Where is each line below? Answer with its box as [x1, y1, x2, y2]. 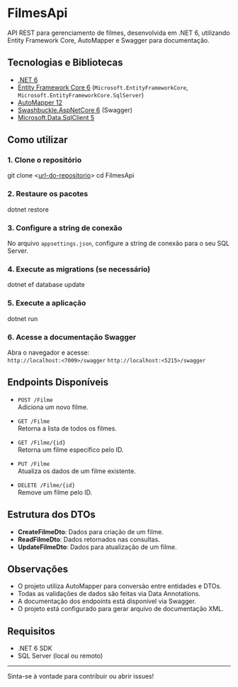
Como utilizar [7, 134, 69, 146]
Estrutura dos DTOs [7, 509, 96, 521]
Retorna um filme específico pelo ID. [17, 445, 124, 454]
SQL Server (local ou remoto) [17, 651, 103, 660]
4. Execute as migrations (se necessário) [7, 264, 151, 274]
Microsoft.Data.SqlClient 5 [17, 113, 95, 121]
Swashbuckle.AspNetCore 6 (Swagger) [17, 105, 133, 114]
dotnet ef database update [7, 281, 85, 289]
